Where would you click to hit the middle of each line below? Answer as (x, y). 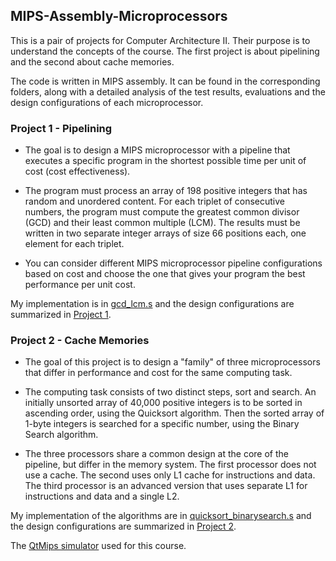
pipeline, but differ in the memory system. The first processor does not (170, 465)
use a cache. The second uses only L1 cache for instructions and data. (170, 475)
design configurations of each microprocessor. (107, 102)
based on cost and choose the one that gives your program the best (165, 274)
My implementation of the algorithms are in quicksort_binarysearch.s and (161, 516)
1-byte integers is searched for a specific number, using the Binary (162, 424)
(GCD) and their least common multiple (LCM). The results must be (162, 223)
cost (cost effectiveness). (77, 171)
